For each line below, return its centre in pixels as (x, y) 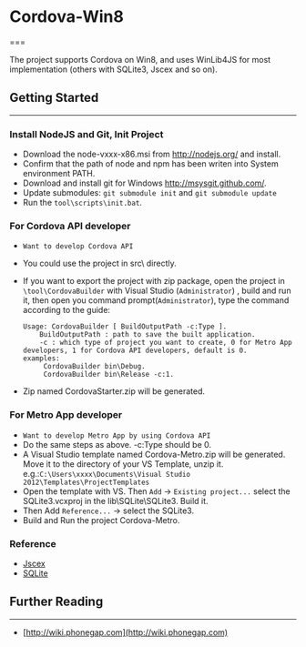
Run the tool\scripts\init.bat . (82, 203)
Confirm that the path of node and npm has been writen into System (151, 164)
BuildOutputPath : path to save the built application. (148, 335)
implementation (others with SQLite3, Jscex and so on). (114, 69)
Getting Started (54, 98)
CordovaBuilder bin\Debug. (94, 367)
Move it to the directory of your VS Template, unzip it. (123, 464)
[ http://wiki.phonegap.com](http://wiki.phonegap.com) (125, 632)
